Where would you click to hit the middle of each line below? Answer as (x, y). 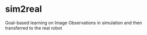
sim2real (24, 9)
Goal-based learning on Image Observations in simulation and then (74, 23)
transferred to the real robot (34, 28)
